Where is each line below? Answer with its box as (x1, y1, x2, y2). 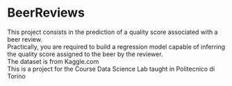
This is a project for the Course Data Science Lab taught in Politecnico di (7, 64, 215, 73)
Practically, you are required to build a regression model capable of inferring (7, 42, 226, 51)
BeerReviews (7, 5, 85, 21)
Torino (7, 71, 26, 80)
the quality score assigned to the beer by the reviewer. (7, 50, 163, 58)
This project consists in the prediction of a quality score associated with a (7, 28, 218, 36)
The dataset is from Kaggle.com (7, 57, 99, 65)
